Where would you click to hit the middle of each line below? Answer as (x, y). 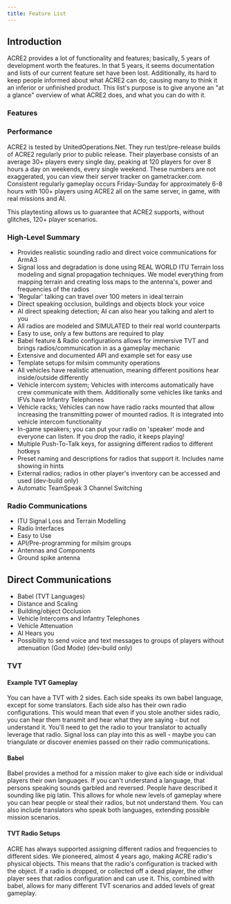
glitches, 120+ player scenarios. (53, 219)
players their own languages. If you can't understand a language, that (106, 781)
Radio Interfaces (40, 528)
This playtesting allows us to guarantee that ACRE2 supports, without (106, 211)
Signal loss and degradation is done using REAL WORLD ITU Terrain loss (121, 267)
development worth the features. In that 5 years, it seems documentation (111, 66)
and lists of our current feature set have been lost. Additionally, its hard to (112, 73)
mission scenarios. (34, 817)
